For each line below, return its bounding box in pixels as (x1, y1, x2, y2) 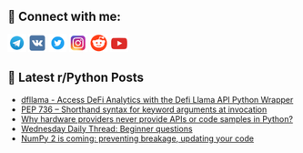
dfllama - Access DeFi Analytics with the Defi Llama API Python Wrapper (20, 94, 294, 105)
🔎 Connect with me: (7, 9, 121, 25)
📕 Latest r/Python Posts (7, 70, 145, 86)
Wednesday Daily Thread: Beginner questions (20, 123, 193, 134)
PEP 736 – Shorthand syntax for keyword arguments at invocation (20, 104, 268, 115)
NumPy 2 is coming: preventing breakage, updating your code (20, 133, 255, 144)
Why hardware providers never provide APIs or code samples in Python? (20, 113, 294, 124)
